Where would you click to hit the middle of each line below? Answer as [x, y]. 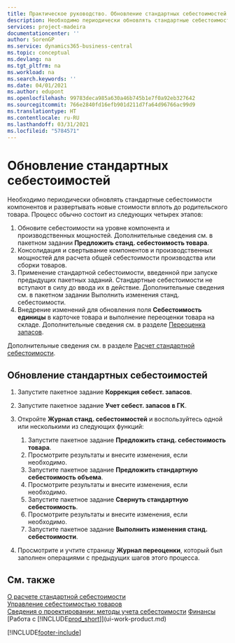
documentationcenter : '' [43, 33]
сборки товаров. [42, 265]
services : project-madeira [47, 27]
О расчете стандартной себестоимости [66, 596]
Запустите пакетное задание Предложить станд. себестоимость [127, 440]
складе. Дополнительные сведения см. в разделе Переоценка [112, 325]
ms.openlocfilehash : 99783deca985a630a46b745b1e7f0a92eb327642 [101, 99]
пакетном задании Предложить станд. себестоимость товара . [113, 243]
